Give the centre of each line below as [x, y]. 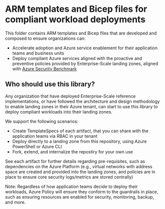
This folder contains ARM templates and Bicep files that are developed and [81, 33]
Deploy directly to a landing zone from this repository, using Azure [79, 141]
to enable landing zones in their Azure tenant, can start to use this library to [82, 106]
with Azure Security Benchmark [45, 69]
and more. [16, 202]
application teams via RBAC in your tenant [55, 136]
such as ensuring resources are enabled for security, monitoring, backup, [80, 197]
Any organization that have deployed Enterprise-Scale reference [70, 96]
